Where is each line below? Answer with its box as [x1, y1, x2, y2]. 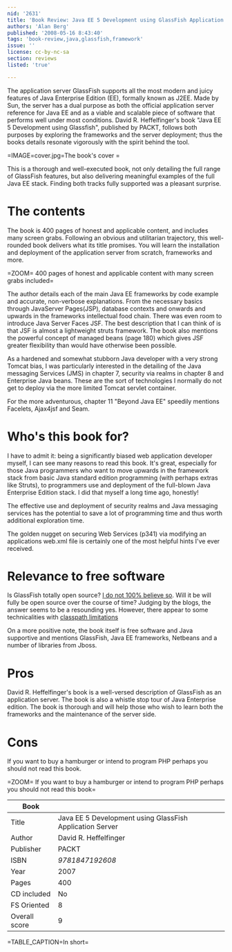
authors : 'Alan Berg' [7, 23, 70, 30]
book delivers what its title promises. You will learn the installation [32, 241, 220, 249]
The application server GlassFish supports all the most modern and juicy [7, 86, 213, 95]
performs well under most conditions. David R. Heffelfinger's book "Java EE [7, 115, 222, 124]
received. [7, 544, 35, 552]
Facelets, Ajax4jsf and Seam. [7, 405, 90, 413]
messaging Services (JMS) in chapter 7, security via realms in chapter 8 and [7, 369, 224, 377]
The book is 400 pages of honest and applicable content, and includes [7, 226, 209, 235]
